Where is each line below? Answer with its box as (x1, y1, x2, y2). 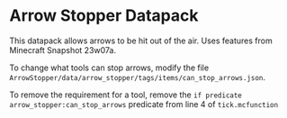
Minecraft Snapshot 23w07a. (9, 44, 117, 55)
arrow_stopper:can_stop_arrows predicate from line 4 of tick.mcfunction (9, 98, 279, 109)
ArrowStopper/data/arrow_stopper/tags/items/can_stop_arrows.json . (9, 71, 266, 82)
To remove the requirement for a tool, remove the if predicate (9, 89, 243, 100)
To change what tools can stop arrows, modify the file (9, 62, 210, 73)
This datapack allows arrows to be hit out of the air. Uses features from (9, 35, 273, 46)
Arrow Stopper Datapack (9, 5, 199, 26)
